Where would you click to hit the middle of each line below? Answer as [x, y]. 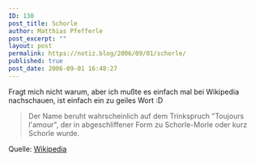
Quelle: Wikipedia [38, 149]
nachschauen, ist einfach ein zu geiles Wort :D [86, 100]
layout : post [30, 46]
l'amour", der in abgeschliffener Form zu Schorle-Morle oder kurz [138, 124]
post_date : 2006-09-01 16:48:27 [63, 69]
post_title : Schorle [43, 23]
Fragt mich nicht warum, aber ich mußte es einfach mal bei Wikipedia [124, 92]
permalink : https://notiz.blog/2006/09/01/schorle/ [97, 53]
